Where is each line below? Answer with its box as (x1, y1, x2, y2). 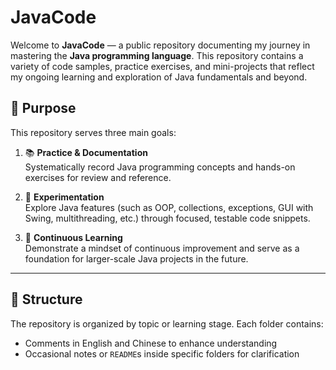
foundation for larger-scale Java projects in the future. (24, 252, 249, 265)
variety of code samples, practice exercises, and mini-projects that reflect (10, 60, 315, 72)
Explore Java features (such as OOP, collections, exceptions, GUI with (24, 201, 314, 213)
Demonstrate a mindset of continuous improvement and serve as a (24, 242, 300, 254)
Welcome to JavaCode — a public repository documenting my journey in (10, 39, 311, 51)
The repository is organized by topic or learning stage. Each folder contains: (10, 317, 324, 330)
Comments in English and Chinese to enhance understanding (24, 337, 278, 349)
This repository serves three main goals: (10, 126, 177, 138)
